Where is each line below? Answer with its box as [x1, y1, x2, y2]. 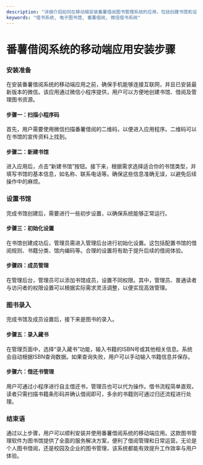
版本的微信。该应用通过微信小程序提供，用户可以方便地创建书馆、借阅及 [11, 88, 192, 95]
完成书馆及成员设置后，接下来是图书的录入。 [6, 316, 118, 323]
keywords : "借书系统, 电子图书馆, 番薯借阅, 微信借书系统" [6, 15, 141, 21]
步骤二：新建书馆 [6, 148, 49, 155]
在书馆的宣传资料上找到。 [6, 133, 70, 140]
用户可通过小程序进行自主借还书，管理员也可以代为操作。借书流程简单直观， [6, 382, 197, 390]
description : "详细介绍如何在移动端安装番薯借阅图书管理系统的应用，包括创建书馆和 [6, 8, 193, 15]
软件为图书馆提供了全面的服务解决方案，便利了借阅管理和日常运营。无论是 [11, 437, 197, 444]
